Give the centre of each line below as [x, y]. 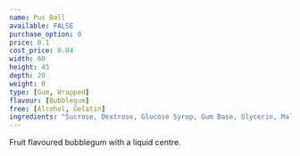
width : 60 [28, 59]
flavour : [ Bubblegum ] [50, 100]
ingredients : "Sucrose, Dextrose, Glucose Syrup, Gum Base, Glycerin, [143, 117]
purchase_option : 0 [46, 34]
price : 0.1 [29, 42]
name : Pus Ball [37, 17]
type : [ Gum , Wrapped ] [50, 92]
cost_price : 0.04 [42, 51]
